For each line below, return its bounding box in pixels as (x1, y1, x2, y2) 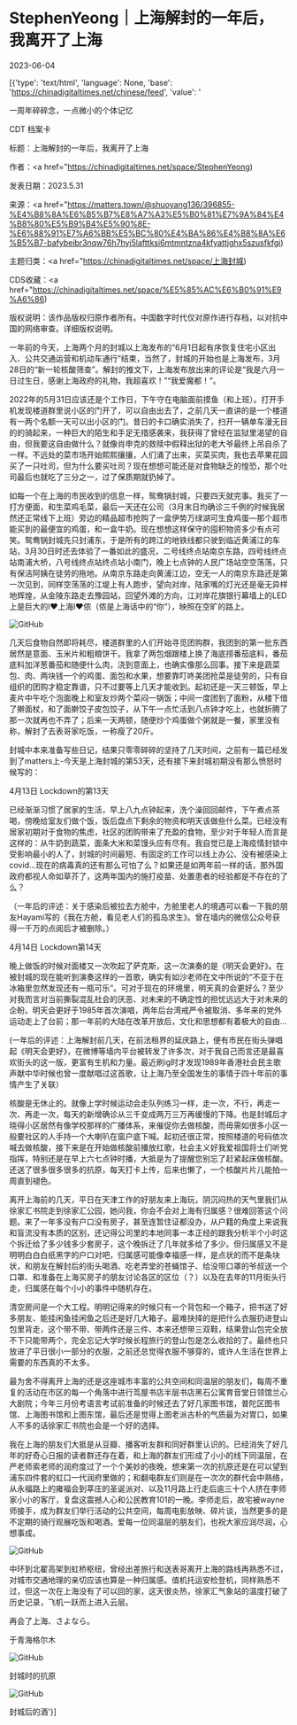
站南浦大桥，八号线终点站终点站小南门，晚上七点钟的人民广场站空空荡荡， (9, 556, 280, 567)
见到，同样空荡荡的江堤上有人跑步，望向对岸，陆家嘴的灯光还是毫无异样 (24, 579, 288, 589)
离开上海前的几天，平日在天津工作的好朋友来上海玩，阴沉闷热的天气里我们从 (9, 1193, 288, 1205)
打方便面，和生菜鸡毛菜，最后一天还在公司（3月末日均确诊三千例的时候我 (9, 501, 278, 512)
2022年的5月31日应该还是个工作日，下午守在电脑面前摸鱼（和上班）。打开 (9, 393, 278, 404)
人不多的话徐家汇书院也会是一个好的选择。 (9, 1419, 164, 1431)
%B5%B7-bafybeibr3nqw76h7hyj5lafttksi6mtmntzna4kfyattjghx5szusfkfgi (9, 237, 281, 248)
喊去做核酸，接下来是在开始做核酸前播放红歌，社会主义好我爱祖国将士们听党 (9, 1142, 288, 1153)
